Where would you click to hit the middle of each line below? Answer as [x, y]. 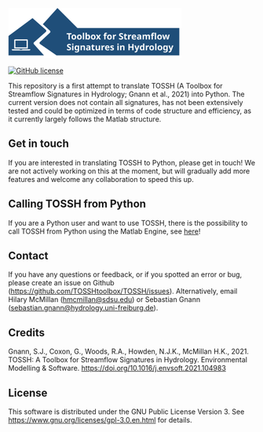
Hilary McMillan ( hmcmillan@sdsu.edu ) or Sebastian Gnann [104, 299]
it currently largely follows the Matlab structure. [85, 119]
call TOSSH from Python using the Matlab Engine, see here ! [104, 231]
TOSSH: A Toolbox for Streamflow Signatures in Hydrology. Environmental [128, 360]
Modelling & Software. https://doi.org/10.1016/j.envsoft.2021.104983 [117, 368]
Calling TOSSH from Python [77, 204]
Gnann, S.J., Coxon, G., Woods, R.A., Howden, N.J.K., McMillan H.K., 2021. [129, 351]
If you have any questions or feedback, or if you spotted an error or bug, [125, 274]
